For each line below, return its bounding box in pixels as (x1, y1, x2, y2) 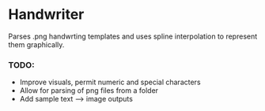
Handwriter (8, 6, 85, 24)
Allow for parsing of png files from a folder (19, 86, 159, 95)
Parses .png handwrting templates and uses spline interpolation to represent (8, 31, 258, 41)
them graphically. (8, 39, 65, 49)
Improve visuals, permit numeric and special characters (19, 77, 201, 87)
